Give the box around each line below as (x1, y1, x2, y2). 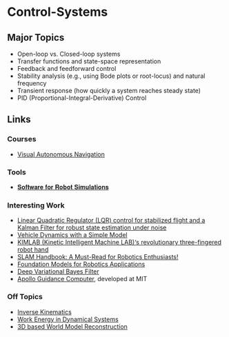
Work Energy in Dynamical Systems (17, 315, 119, 323)
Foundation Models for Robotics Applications (17, 260, 146, 269)
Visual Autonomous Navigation (17, 150, 105, 159)
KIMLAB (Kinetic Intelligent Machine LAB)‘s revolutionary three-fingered (17, 238, 222, 247)
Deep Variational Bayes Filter (17, 267, 100, 276)
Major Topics (7, 32, 65, 43)
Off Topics (7, 292, 43, 302)
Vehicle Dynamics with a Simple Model (17, 231, 128, 239)
